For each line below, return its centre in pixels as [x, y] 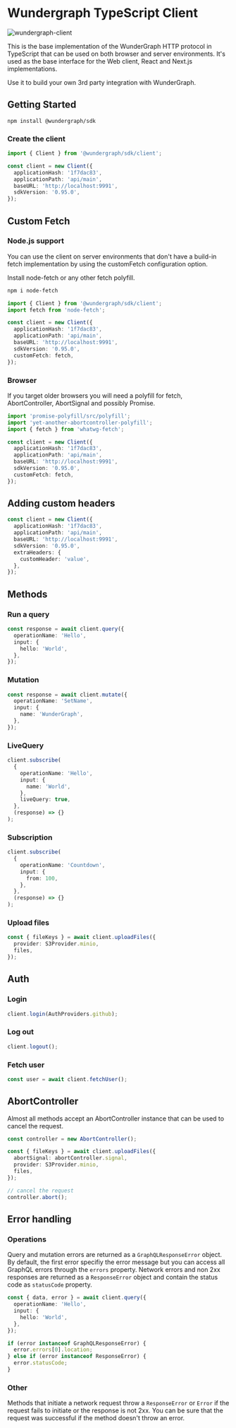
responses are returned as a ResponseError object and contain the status [113, 1277]
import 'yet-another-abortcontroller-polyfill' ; [80, 423]
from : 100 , [42, 878]
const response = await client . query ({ [66, 629]
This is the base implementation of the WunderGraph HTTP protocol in [110, 46]
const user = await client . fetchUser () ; [68, 1079]
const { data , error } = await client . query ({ [77, 1298]
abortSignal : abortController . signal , [71, 1158]
